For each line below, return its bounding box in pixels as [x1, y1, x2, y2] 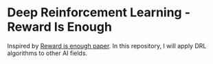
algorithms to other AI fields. [7, 49, 88, 57]
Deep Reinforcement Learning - [7, 5, 191, 20]
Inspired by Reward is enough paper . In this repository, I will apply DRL [7, 42, 207, 50]
